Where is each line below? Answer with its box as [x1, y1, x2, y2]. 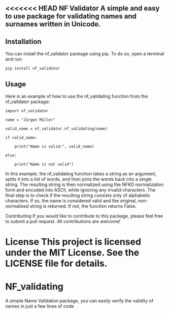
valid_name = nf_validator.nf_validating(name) [5, 127, 108, 132]
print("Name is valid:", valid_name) [14, 144, 94, 149]
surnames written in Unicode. [5, 20, 101, 28]
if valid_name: [5, 135, 38, 140]
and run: [5, 56, 23, 62]
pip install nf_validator [5, 66, 60, 71]
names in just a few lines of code [5, 303, 75, 309]
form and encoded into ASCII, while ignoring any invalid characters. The [5, 187, 156, 193]
